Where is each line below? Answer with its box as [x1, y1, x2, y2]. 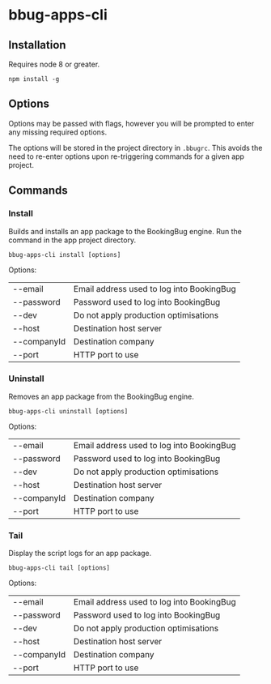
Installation [8, 38, 66, 52]
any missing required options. [8, 127, 108, 137]
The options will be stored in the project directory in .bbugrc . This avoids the [8, 143, 263, 152]
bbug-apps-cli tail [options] [8, 564, 111, 572]
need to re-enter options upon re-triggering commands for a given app [8, 152, 245, 161]
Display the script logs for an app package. [8, 549, 152, 558]
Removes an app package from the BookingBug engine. [8, 391, 194, 401]
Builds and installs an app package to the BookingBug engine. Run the [8, 226, 243, 236]
